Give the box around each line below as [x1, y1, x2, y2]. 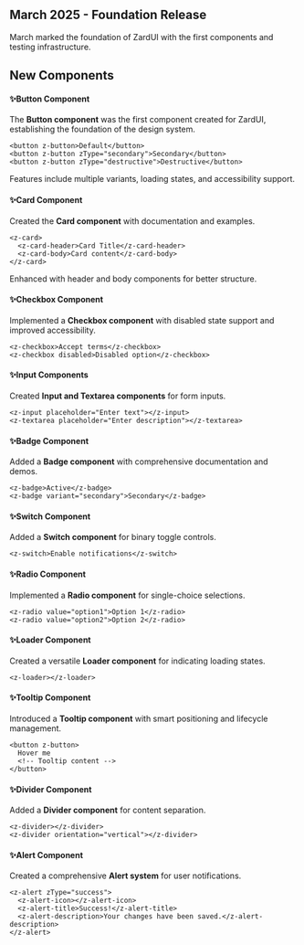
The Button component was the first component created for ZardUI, [9, 114, 267, 125]
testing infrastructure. [9, 41, 91, 52]
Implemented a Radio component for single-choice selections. [9, 589, 246, 600]
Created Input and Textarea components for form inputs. [9, 390, 226, 401]
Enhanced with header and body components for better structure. [9, 273, 257, 284]
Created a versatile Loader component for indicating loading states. [9, 655, 267, 666]
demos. [9, 466, 38, 477]
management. [9, 723, 62, 734]
